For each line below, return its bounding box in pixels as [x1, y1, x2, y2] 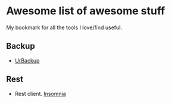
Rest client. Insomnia [14, 90, 67, 97]
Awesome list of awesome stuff [6, 4, 166, 18]
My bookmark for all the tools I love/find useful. [6, 24, 122, 31]
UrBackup [14, 57, 40, 64]
